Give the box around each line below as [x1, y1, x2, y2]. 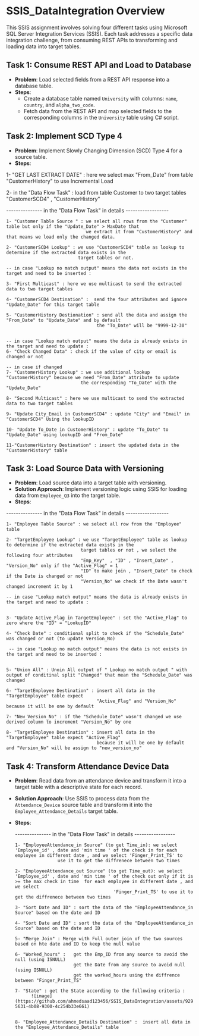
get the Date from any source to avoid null [73, 962, 185, 968]
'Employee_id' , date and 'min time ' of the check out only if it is [14, 874, 194, 879]
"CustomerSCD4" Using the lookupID [6, 416, 94, 422]
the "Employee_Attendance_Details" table [14, 1025, 119, 1031]
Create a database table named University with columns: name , [23, 95, 178, 102]
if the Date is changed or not [6, 573, 84, 580]
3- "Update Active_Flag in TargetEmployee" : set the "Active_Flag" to [6, 615, 187, 621]
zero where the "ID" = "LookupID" [6, 620, 92, 626]
